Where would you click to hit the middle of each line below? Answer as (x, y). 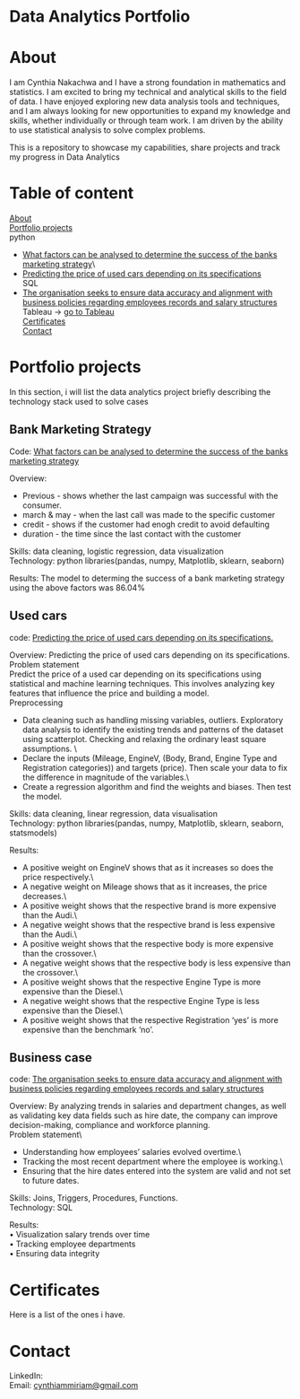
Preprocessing (36, 703)
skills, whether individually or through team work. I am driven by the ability (146, 121)
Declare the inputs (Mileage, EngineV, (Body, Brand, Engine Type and (150, 758)
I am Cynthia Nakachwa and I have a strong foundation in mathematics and (148, 83)
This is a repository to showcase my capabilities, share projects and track (145, 148)
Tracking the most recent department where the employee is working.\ (153, 1162)
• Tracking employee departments (73, 1244)
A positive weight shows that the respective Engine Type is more (141, 982)
